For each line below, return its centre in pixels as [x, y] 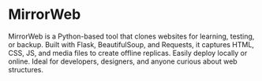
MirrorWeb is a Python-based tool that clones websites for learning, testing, [131, 36]
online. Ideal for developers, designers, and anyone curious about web [123, 61]
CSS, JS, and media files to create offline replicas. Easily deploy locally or [128, 53]
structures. [26, 69]
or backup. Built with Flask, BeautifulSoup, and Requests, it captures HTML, [131, 44]
